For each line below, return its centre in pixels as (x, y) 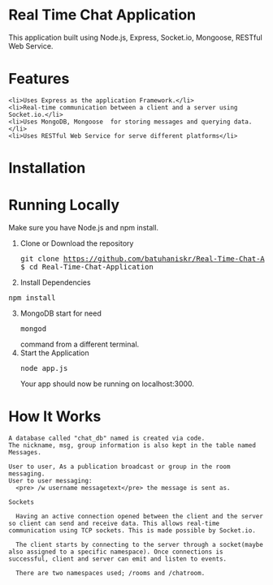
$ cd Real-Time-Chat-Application (87, 267)
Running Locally (64, 205)
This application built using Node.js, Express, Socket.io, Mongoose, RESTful (135, 37)
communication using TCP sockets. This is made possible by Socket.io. (132, 530)
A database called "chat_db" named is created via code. (107, 438)
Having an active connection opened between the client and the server (140, 516)
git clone (39, 258)
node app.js (44, 368)
